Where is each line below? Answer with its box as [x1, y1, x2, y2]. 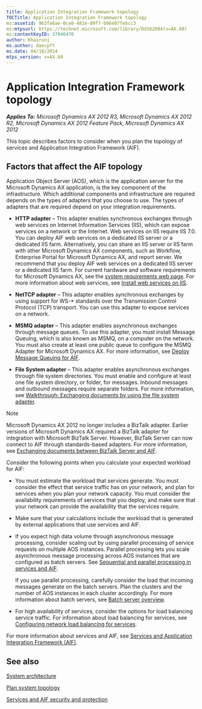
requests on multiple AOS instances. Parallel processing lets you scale [14, 546, 190, 553]
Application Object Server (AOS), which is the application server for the [6, 177, 183, 185]
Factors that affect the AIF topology [6, 161, 143, 171]
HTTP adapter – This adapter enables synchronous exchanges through [14, 215, 192, 222]
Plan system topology [6, 684, 60, 691]
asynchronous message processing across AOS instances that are [14, 552, 180, 559]
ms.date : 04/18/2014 [6, 48, 58, 54]
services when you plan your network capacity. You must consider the [14, 490, 191, 497]
